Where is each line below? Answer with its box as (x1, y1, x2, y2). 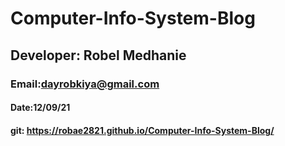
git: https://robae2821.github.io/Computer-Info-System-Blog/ (10, 124, 275, 136)
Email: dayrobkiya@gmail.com (10, 77, 160, 91)
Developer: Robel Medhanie (10, 47, 187, 64)
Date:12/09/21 (10, 102, 71, 114)
